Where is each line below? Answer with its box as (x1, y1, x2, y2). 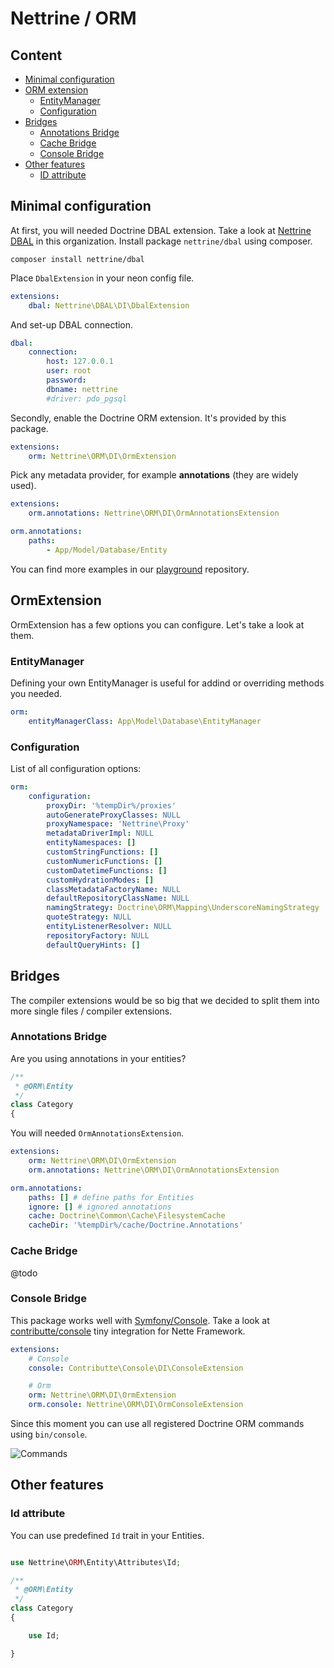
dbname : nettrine (46, 384, 118, 394)
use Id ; (28, 1630, 60, 1641)
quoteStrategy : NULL (46, 912, 132, 922)
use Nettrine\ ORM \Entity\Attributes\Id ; (10, 1557, 182, 1567)
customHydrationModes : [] (46, 875, 155, 885)
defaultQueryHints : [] (46, 940, 141, 950)
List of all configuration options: (10, 762, 142, 774)
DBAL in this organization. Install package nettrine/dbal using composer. (10, 235, 313, 247)
